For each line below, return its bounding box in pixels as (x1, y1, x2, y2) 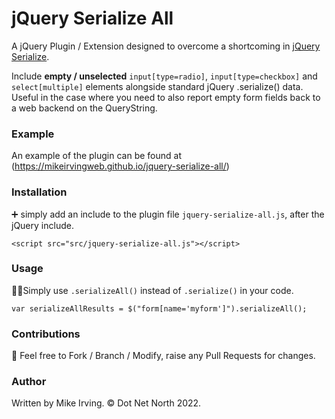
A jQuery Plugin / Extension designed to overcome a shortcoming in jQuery (11, 40, 321, 52)
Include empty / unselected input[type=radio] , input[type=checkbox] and (11, 70, 318, 82)
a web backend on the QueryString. (11, 102, 158, 114)
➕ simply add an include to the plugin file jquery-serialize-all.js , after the (11, 208, 325, 220)
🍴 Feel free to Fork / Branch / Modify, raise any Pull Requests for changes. (11, 350, 316, 362)
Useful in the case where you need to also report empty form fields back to (11, 91, 321, 103)
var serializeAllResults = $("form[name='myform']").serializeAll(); (11, 303, 308, 314)
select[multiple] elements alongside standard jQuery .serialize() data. (11, 80, 304, 92)
